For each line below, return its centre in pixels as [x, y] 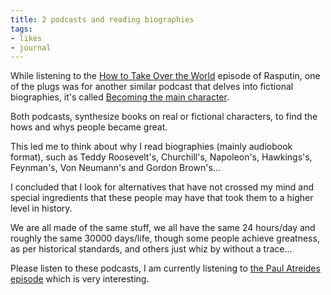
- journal [31, 47]
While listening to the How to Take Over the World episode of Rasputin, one [165, 76]
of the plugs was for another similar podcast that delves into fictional [152, 87]
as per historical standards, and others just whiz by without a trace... [151, 249]
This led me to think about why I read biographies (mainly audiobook [151, 147]
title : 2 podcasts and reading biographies [102, 19]
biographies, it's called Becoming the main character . [120, 97]
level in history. [41, 208]
